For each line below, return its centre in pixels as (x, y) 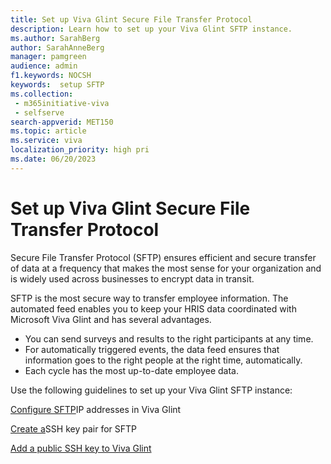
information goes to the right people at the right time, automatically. (163, 360)
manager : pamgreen (48, 57)
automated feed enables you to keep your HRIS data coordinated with (153, 308)
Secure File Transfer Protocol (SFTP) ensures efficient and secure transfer (163, 257)
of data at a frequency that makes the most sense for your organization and (166, 268)
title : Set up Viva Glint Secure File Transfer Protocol (131, 19)
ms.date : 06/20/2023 (53, 159)
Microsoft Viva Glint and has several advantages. (111, 319)
